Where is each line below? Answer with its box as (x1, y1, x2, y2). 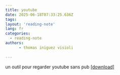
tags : (5, 17, 17, 22)
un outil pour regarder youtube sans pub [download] (5, 64, 115, 70)
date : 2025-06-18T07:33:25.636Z (5, 12, 73, 17)
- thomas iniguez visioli (18, 45, 73, 50)
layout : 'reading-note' (5, 21, 56, 27)
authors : (5, 41, 24, 46)
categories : (5, 31, 30, 36)
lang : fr (5, 26, 24, 31)
